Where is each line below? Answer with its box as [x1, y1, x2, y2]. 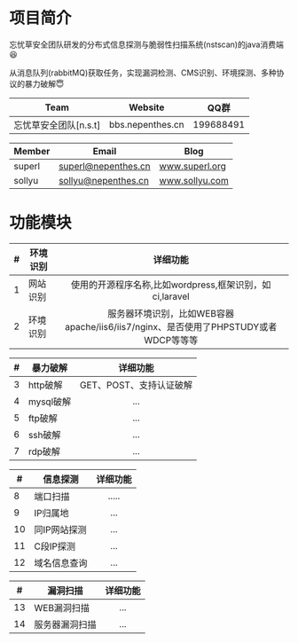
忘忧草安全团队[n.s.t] [13, 119, 101, 131]
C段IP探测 [34, 540, 75, 553]
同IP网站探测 [34, 523, 87, 536]
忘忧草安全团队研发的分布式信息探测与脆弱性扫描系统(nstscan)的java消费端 [9, 39, 284, 50]
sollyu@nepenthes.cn [59, 174, 149, 186]
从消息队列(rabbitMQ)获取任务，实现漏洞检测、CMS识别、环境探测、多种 [9, 67, 277, 78]
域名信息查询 [34, 556, 88, 569]
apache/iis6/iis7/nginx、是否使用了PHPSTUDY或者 [65, 320, 278, 333]
